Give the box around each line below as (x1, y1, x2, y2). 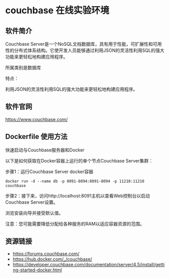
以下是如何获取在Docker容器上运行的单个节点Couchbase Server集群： (5, 157, 154, 163)
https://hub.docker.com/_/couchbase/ (12, 256, 93, 262)
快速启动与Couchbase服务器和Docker (5, 147, 85, 153)
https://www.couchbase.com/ (5, 116, 68, 122)
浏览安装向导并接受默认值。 (5, 210, 64, 216)
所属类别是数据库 (5, 65, 41, 70)
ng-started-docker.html (12, 267, 62, 273)
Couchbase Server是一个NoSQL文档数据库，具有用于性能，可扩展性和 (5, 41, 153, 47)
